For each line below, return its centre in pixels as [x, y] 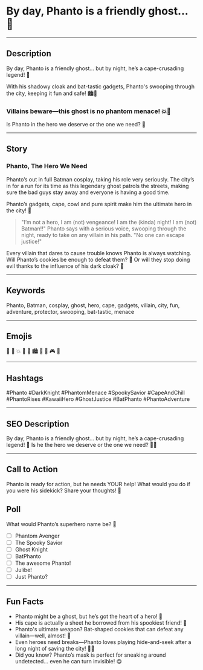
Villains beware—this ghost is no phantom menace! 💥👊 [89, 111]
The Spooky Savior [39, 542]
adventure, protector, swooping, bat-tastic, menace [70, 311]
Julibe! [23, 570]
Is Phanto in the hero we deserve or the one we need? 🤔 [76, 125]
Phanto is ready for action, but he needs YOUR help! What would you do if [98, 484]
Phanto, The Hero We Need [47, 166]
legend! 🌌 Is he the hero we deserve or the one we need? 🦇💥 [82, 444]
